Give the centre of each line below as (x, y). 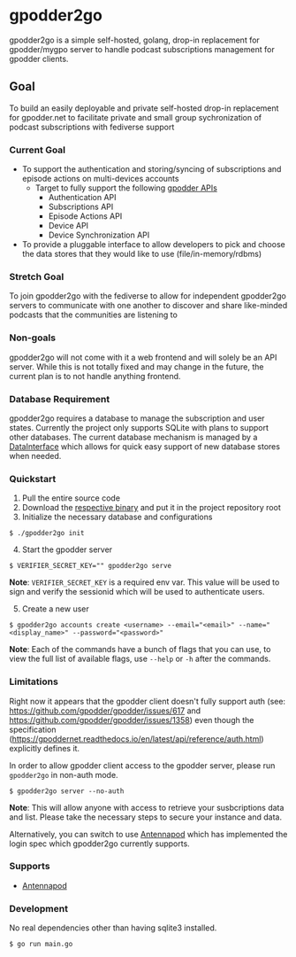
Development (39, 908)
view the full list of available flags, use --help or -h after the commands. (140, 659)
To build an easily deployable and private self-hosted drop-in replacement (144, 108)
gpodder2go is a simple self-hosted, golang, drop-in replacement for (135, 40)
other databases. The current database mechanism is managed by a (133, 437)
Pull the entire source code (71, 498)
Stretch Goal (37, 276)
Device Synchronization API (99, 235)
